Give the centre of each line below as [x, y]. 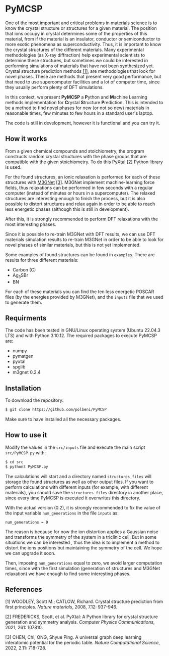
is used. [13, 167]
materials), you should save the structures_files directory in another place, [84, 492]
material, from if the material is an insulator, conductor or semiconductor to [83, 39]
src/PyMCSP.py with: [26, 452]
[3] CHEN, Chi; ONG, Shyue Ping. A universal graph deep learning [73, 637]
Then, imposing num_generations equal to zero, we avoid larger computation [84, 563]
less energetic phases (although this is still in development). [67, 209]
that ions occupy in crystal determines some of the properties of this [76, 33]
